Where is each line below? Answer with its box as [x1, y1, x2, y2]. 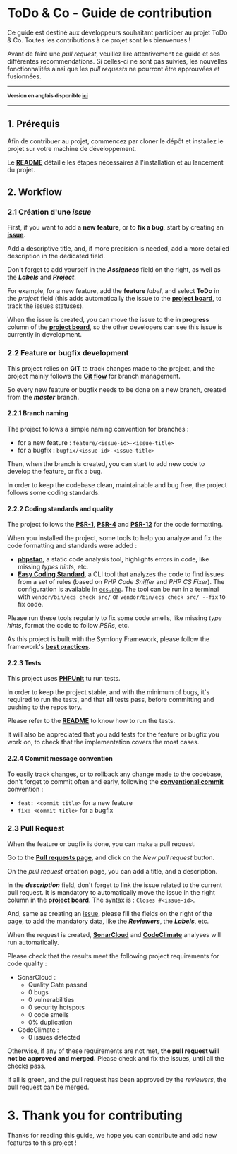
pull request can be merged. [7, 1083, 90, 1091]
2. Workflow [7, 186, 62, 198]
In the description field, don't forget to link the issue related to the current [7, 881, 222, 889]
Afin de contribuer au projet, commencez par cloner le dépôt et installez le [7, 136, 224, 145]
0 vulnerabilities [28, 995, 75, 1004]
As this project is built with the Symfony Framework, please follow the [7, 635, 210, 643]
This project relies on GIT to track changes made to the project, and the [7, 364, 215, 372]
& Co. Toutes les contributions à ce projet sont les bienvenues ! [7, 35, 191, 44]
